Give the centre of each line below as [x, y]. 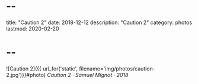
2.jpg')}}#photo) [26, 75]
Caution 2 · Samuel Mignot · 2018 [88, 75]
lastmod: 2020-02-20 [33, 28]
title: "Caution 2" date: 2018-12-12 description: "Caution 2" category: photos [99, 22]
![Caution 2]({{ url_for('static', [42, 68]
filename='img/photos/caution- [117, 68]
